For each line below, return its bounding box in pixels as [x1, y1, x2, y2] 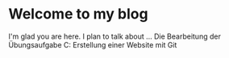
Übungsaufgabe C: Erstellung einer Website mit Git [8, 39, 177, 49]
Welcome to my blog [8, 5, 148, 23]
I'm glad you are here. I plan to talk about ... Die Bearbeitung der [8, 31, 222, 41]
